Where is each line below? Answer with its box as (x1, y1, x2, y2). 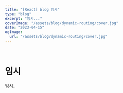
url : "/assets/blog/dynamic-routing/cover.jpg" (9, 34, 108, 39)
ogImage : (5, 30, 23, 34)
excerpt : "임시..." (5, 16, 43, 21)
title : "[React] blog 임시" (5, 7, 60, 12)
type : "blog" (5, 12, 32, 16)
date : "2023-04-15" (5, 25, 45, 30)
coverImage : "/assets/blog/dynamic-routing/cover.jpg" (5, 20, 119, 26)
